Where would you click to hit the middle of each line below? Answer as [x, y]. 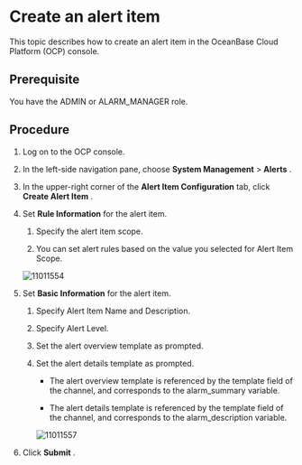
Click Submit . [49, 452]
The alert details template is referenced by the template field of [166, 407]
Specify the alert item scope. [89, 231]
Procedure [40, 130]
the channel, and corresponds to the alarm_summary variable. [165, 390]
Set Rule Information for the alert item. [95, 213]
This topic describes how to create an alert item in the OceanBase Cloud [144, 42]
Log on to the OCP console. [73, 152]
